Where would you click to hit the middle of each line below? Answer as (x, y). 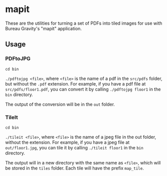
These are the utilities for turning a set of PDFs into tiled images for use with (84, 23)
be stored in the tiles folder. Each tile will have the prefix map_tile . (74, 168)
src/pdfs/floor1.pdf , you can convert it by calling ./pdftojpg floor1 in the (83, 89)
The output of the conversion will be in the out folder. (60, 104)
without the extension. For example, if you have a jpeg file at (67, 142)
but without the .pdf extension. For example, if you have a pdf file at (75, 83)
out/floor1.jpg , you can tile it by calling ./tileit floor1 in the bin (74, 147)
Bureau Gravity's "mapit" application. (43, 28)
